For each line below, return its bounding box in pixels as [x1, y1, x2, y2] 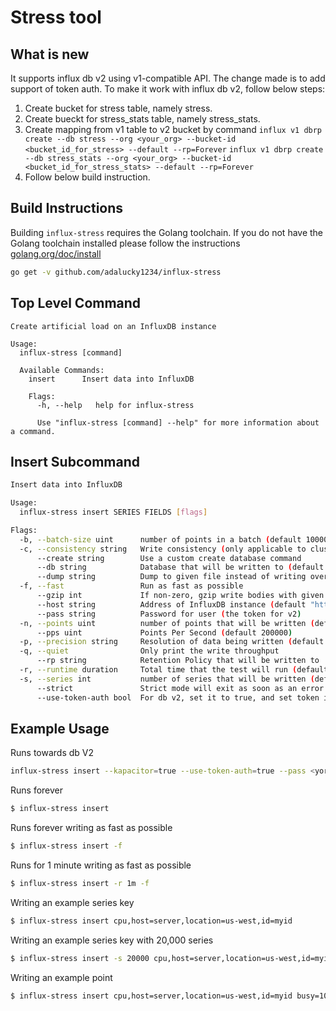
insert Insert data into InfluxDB [28, 374, 195, 384]
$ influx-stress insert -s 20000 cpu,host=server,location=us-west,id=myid [10, 953, 333, 963]
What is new [10, 46, 90, 63]
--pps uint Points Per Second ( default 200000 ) [36, 627, 293, 638]
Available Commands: [19, 365, 105, 375]
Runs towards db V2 [10, 747, 95, 759]
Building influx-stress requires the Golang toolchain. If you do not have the [10, 226, 324, 238]
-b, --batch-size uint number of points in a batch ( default [19, 534, 302, 545]
